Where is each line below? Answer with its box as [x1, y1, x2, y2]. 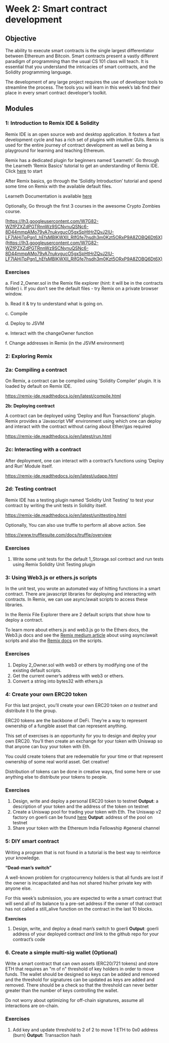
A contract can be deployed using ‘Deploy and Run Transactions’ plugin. [5, 413, 156, 419]
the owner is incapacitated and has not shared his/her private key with [5, 880, 152, 886]
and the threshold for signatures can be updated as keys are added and [5, 977, 155, 983]
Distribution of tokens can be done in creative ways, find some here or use [5, 768, 161, 775]
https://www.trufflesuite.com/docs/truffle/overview [5, 531, 112, 538]
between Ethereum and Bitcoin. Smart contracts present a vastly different [5, 53, 158, 59]
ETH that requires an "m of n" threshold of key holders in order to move [5, 965, 154, 972]
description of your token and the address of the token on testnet [12, 803, 149, 810]
